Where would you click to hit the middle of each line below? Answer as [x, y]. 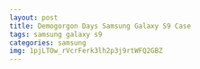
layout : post [34, 17]
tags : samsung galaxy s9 [56, 34]
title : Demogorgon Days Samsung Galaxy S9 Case [100, 26]
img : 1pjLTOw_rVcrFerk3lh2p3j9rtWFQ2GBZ [86, 51]
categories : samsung [48, 43]
